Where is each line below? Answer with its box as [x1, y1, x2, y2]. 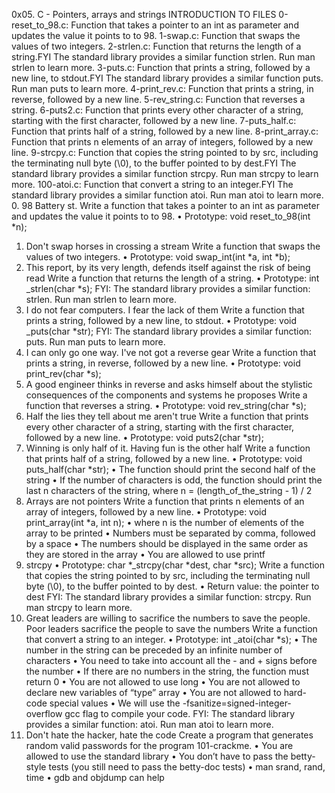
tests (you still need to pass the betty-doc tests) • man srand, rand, [48, 761, 326, 773]
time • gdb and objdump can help [25, 772, 165, 783]
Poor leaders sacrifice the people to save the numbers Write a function [25, 623, 318, 634]
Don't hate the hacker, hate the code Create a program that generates [25, 729, 314, 741]
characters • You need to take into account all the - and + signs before [25, 655, 318, 666]
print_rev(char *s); [25, 368, 102, 379]
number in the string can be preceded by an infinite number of [25, 644, 283, 656]
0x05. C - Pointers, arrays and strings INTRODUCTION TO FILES [11, 9, 277, 20]
